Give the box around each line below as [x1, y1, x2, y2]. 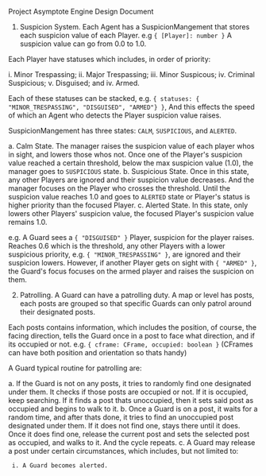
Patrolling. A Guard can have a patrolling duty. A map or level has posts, [19, 290, 255, 300]
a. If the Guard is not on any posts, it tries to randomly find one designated [8, 379, 252, 388]
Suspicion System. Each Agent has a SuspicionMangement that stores [19, 22, 250, 31]
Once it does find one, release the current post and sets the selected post [8, 429, 250, 439]
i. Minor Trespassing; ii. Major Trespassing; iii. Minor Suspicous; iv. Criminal [8, 70, 256, 79]
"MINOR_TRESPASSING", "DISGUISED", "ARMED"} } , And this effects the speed [8, 103, 256, 111]
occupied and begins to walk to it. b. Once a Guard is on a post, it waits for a [8, 404, 258, 413]
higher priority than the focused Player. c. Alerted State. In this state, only [8, 200, 249, 210]
